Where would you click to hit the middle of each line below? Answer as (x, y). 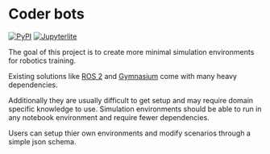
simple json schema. (42, 141)
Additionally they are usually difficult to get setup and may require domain (131, 100)
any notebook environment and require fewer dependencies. (109, 117)
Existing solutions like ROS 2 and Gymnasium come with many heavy (123, 76)
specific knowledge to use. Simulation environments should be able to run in (135, 109)
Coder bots (46, 14)
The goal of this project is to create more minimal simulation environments (131, 52)
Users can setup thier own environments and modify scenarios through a (130, 133)
